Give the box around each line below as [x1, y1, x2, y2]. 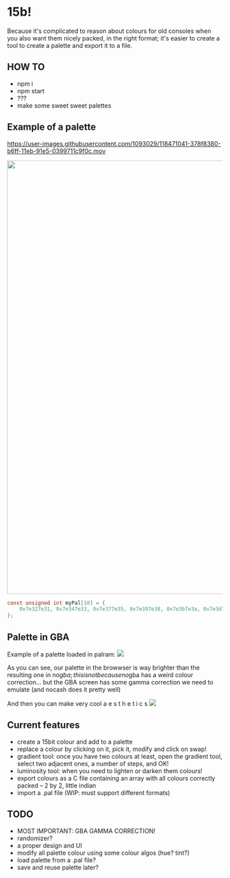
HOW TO [7, 61, 45, 73]
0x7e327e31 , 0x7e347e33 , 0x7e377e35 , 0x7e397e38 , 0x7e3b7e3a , [19, 606, 201, 613]
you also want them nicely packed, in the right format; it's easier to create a [7, 34, 220, 42]
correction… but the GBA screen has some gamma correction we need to [7, 678, 214, 686]
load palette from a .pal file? [16, 855, 97, 864]
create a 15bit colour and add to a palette [16, 737, 133, 746]
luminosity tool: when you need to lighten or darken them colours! [16, 766, 203, 775]
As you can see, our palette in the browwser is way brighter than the [7, 663, 200, 672]
